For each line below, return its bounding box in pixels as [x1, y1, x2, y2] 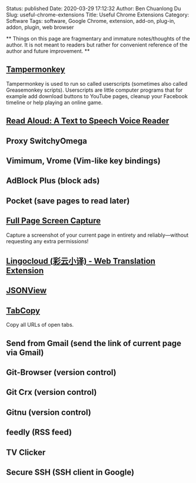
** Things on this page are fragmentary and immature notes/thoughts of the [6, 35, 190, 42]
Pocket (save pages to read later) [6, 196, 130, 206]
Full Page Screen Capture [6, 216, 101, 226]
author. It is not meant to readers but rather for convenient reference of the [6, 41, 188, 48]
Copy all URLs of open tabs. [6, 321, 74, 328]
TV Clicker [6, 447, 46, 457]
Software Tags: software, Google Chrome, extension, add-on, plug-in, [6, 18, 175, 24]
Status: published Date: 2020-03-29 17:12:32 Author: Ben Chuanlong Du [6, 5, 181, 12]
